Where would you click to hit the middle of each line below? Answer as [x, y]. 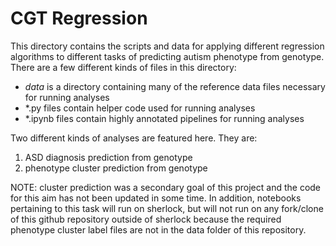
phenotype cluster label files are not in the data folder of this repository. [158, 229]
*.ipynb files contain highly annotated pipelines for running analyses [164, 118]
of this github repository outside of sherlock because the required [146, 219]
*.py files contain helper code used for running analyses [140, 108]
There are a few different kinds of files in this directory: [123, 67]
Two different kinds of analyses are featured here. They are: [134, 138]
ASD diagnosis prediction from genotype [108, 157]
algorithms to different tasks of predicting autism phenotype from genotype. [167, 56]
